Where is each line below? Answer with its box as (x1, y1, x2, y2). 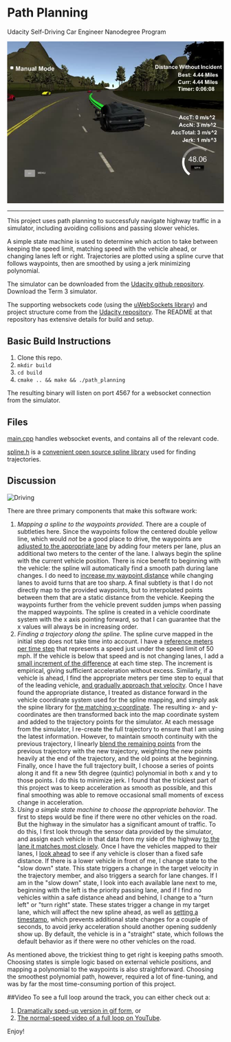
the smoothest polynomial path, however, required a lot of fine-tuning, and (7, 972, 218, 981)
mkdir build (16, 362, 52, 369)
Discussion (7, 475, 56, 487)
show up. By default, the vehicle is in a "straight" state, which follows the (16, 930, 224, 938)
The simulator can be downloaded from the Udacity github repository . (7, 280, 205, 289)
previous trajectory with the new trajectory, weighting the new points (16, 747, 212, 755)
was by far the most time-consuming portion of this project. (7, 979, 177, 988)
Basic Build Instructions (7, 335, 111, 347)
